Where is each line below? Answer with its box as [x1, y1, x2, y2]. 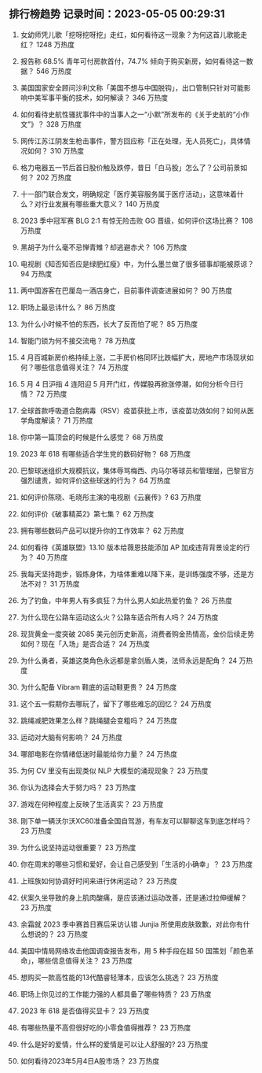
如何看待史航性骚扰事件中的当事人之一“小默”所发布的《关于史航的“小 [20, 109, 243, 119]
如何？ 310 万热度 [27, 146, 85, 155]
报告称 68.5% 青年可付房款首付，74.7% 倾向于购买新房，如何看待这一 [20, 56, 246, 65]
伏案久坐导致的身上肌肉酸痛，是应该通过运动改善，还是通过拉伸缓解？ [20, 893, 248, 902]
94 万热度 [20, 268, 53, 278]
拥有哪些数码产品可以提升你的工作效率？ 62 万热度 [20, 526, 184, 535]
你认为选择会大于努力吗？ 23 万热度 [20, 783, 136, 792]
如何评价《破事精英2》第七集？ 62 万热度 [20, 509, 155, 518]
